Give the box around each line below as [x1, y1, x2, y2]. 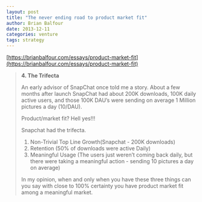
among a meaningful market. [21, 189, 93, 196]
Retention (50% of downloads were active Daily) [30, 145, 151, 152]
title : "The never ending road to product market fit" [6, 15, 148, 21]
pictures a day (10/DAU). [21, 103, 83, 110]
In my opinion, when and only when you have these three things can [21, 176, 192, 183]
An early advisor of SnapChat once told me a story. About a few [21, 84, 180, 91]
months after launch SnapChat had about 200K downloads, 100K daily [21, 90, 197, 97]
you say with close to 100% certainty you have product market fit [21, 183, 184, 189]
